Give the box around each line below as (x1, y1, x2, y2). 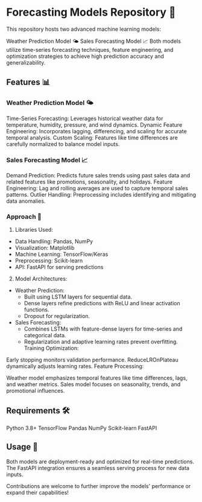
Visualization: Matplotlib (14, 244, 75, 252)
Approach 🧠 (6, 212, 42, 221)
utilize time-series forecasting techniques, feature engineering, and (6, 46, 174, 53)
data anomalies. (6, 197, 46, 205)
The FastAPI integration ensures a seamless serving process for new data (6, 464, 190, 471)
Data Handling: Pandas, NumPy (14, 238, 93, 245)
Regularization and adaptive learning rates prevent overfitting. (24, 338, 178, 346)
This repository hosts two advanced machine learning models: (6, 25, 162, 33)
